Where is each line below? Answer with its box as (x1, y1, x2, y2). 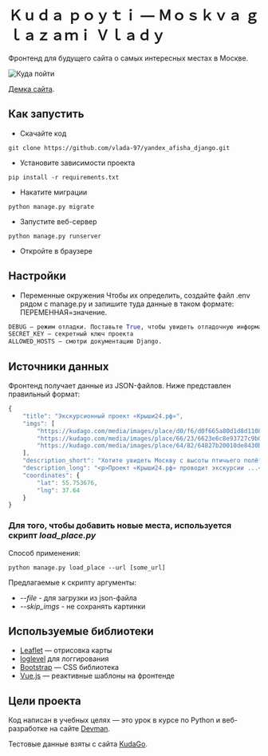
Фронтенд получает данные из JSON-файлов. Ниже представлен (8, 381, 231, 390)
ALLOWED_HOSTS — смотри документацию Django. (8, 337, 162, 346)
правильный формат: (8, 389, 81, 399)
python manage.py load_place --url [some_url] (8, 563, 166, 572)
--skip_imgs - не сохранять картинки (19, 601, 146, 611)
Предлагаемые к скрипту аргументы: (8, 577, 137, 587)
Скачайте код (19, 128, 67, 138)
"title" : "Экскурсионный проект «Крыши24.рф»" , (22, 411, 183, 420)
